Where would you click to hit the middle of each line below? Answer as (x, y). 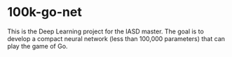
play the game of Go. (37, 46)
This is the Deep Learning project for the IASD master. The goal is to (106, 31)
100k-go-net (45, 12)
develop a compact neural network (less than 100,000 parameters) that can (116, 38)
